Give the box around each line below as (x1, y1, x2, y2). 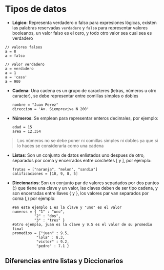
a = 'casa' (5, 74, 27, 79)
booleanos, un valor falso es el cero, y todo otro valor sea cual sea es (12, 30, 152, 36)
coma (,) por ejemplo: (12, 195, 56, 201)
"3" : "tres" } (34, 218, 65, 222)
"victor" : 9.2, (36, 239, 69, 244)
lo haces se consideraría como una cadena (17, 143, 104, 148)
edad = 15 (12, 124, 33, 129)
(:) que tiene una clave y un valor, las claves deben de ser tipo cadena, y (12, 185, 158, 191)
